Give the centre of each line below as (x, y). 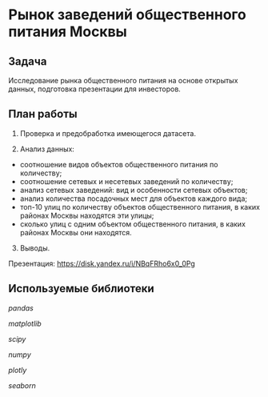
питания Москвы (68, 32)
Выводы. (35, 248)
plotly (18, 370)
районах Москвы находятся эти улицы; (87, 215)
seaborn (22, 385)
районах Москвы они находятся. (76, 232)
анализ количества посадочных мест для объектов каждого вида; (134, 198)
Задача (28, 61)
